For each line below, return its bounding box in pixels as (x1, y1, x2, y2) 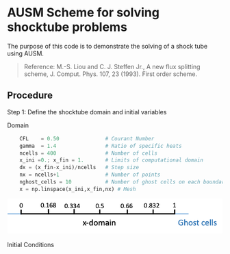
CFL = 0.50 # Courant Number (19, 135, 155, 142)
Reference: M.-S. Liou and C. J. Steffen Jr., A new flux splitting (23, 62, 201, 71)
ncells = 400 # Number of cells (19, 149, 157, 157)
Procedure (7, 90, 53, 101)
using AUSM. (7, 49, 44, 58)
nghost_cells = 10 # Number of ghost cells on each (19, 179, 201, 186)
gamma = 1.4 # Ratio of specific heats (19, 142, 183, 149)
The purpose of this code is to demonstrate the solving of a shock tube (7, 42, 208, 50)
